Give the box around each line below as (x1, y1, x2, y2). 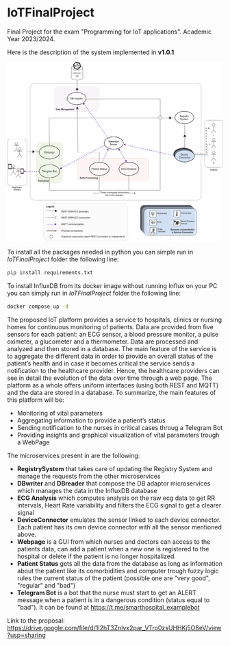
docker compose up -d (7, 303, 69, 310)
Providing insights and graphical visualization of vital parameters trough (16, 431, 220, 439)
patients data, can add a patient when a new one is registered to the (16, 545, 209, 553)
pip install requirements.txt (7, 269, 94, 276)
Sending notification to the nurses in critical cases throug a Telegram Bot (16, 423, 223, 431)
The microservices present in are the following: (7, 451, 140, 459)
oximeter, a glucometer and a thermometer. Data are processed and (7, 337, 199, 346)
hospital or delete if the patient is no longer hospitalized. (16, 552, 176, 560)
